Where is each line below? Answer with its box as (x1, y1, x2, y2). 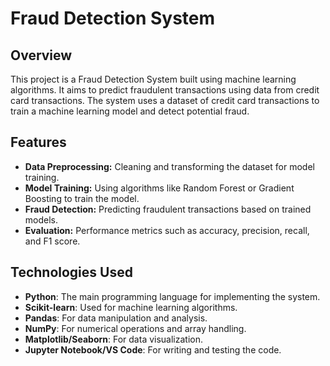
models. (24, 213, 59, 226)
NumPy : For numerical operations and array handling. (24, 322, 247, 334)
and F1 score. (24, 235, 81, 247)
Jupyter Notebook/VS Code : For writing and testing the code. (24, 343, 282, 356)
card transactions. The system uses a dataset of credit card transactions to (10, 95, 320, 106)
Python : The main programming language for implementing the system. (24, 290, 321, 302)
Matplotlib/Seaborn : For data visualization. (24, 333, 204, 345)
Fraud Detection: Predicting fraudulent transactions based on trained (24, 203, 312, 215)
